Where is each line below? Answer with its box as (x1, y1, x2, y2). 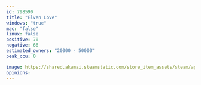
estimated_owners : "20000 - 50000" (6, 48, 95, 54)
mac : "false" (6, 25, 39, 32)
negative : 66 (6, 42, 39, 48)
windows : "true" (6, 20, 47, 26)
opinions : (6, 69, 31, 75)
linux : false (6, 31, 39, 37)
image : (6, 64, 23, 70)
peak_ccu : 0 (6, 53, 36, 59)
